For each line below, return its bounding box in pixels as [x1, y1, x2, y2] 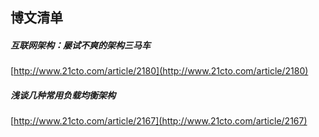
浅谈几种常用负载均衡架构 [10, 89, 116, 101]
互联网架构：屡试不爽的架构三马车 [10, 39, 151, 51]
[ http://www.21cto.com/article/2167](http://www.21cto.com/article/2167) [10, 115, 308, 127]
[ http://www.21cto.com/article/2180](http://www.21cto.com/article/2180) [10, 65, 309, 77]
